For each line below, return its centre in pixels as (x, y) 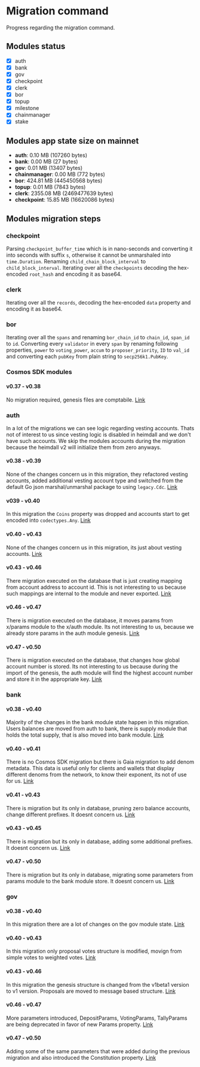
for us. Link (20, 781)
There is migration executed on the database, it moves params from (90, 620)
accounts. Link (24, 554)
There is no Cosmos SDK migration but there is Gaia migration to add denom (100, 762)
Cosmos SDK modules (39, 372)
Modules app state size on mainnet (73, 141)
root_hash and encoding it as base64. (76, 274)
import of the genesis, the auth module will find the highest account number (99, 673)
